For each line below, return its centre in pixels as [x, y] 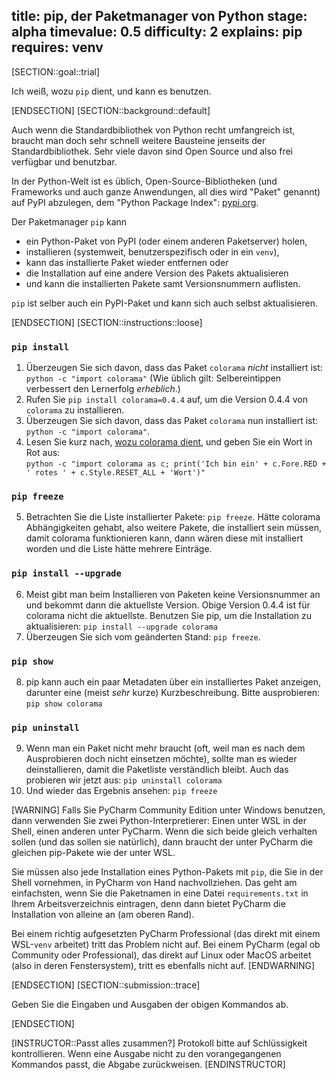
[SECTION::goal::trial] [56, 71]
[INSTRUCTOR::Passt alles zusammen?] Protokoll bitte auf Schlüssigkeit [159, 1043]
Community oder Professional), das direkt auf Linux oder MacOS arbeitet [161, 955]
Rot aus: [43, 453]
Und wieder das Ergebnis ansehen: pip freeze [121, 791]
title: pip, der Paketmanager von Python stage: [159, 16]
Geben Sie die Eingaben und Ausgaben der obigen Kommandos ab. [150, 1005]
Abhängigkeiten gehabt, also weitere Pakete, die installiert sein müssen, [174, 528]
